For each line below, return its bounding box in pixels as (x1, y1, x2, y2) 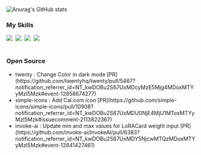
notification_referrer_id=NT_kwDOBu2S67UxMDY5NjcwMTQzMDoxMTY (14, 135, 196, 142)
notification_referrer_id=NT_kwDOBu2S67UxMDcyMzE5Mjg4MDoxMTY (14, 84, 194, 91)
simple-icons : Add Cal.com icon (14, 96, 97, 104)
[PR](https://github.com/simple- (97, 96, 177, 104)
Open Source (6, 57, 46, 65)
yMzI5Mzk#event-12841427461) (14, 141, 95, 148)
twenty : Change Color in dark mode (14, 70, 106, 78)
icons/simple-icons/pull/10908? (14, 103, 94, 110)
